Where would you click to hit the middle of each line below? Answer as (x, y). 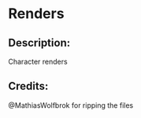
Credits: (28, 86)
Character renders (38, 61)
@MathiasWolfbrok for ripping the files (71, 105)
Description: (39, 43)
